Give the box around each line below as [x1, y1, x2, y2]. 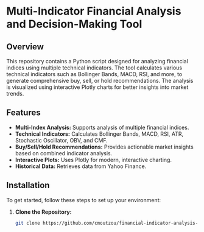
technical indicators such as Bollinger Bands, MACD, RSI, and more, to [6, 71, 183, 77]
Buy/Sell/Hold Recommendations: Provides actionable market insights [15, 143, 194, 150]
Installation [6, 180, 50, 191]
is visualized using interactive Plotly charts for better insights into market [6, 83, 189, 91]
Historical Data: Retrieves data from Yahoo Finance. [15, 163, 147, 170]
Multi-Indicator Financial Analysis [6, 4, 181, 18]
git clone [15, 220, 41, 226]
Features [6, 108, 41, 118]
